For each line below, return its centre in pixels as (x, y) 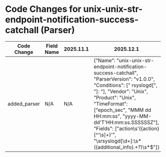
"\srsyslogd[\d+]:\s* (118, 141)
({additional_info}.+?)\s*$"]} (126, 147)
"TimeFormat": (111, 104)
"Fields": (104, 128)
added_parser (24, 104)
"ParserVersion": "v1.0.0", (124, 79)
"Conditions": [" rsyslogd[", (125, 85)
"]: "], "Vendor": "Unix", (121, 91)
